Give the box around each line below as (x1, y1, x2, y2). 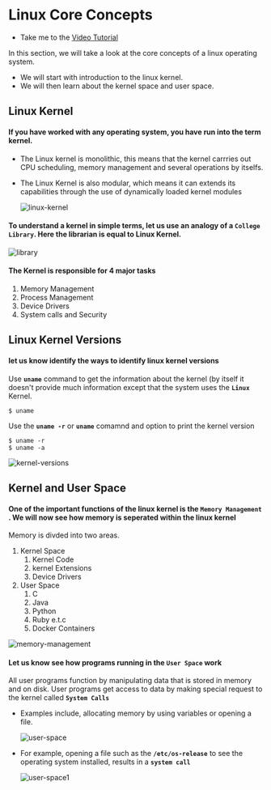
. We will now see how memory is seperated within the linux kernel (8, 512, 236, 522)
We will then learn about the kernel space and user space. (19, 81, 214, 91)
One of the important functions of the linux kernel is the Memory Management (8, 503, 262, 513)
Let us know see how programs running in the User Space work (8, 657, 222, 667)
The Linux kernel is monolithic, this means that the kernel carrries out (19, 154, 252, 164)
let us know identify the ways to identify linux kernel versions (8, 355, 220, 365)
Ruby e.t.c (32, 615, 66, 625)
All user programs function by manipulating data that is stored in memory (8, 676, 252, 686)
